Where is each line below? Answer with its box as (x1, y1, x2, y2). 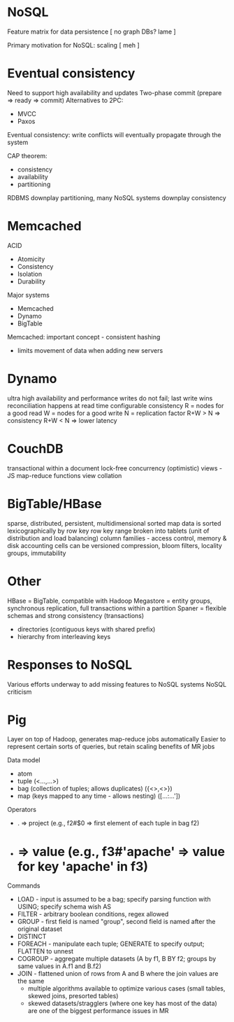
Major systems (7, 290, 50, 299)
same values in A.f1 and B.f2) (17, 962, 101, 970)
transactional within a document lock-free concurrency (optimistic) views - (7, 463, 222, 472)
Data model (7, 756, 41, 764)
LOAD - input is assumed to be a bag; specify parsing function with (17, 895, 211, 904)
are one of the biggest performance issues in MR (27, 1007, 169, 1015)
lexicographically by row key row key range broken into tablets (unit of (7, 526, 210, 535)
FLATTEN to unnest (17, 947, 74, 955)
